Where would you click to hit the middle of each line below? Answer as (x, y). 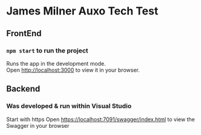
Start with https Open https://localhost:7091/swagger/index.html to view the (100, 119)
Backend (23, 89)
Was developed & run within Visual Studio (69, 106)
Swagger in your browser (38, 125)
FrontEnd (24, 33)
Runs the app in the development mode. (56, 63)
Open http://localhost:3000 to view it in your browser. (73, 70)
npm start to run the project (48, 51)
